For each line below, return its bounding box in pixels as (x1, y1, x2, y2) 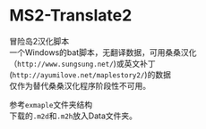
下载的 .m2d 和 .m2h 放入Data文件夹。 (9, 110, 137, 121)
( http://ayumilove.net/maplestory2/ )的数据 (9, 69, 172, 80)
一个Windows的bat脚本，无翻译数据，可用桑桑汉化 (9, 46, 197, 58)
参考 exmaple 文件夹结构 (9, 99, 93, 109)
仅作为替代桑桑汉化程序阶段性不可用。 (9, 80, 150, 91)
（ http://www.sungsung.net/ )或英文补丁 (9, 58, 156, 69)
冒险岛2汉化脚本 (9, 36, 70, 46)
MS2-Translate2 (9, 5, 133, 26)
